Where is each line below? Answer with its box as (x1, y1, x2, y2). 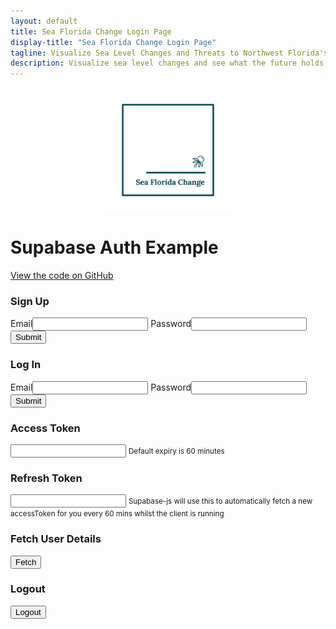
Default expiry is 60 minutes (128, 446, 225, 456)
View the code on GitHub (10, 270, 114, 282)
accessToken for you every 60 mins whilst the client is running (10, 509, 225, 519)
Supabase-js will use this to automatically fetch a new (128, 496, 313, 507)
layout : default (10, 16, 78, 26)
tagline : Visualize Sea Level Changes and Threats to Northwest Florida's (10, 48, 329, 58)
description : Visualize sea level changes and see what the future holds (10, 58, 325, 69)
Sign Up (10, 294, 50, 308)
